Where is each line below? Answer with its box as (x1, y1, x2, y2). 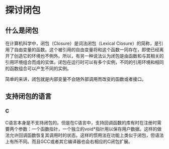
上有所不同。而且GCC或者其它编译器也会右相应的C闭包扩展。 (5, 138, 133, 144)
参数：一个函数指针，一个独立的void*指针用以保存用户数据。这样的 (18, 126, 157, 132)
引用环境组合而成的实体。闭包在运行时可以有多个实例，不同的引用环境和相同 (5, 59, 164, 65)
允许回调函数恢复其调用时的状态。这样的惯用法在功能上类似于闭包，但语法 (9, 132, 164, 138)
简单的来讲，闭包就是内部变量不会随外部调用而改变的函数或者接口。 (5, 76, 146, 82)
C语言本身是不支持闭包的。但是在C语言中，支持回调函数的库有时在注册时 (5, 119, 157, 125)
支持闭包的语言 (5, 92, 52, 101)
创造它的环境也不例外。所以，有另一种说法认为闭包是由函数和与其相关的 (14, 53, 164, 59)
